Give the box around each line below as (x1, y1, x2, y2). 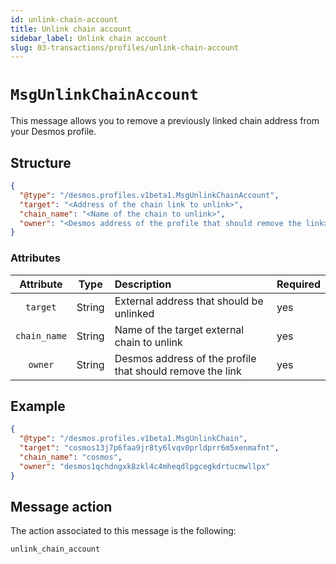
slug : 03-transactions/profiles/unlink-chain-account (10, 42, 240, 53)
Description (114, 277, 172, 291)
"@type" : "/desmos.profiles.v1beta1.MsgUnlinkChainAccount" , (19, 190, 280, 200)
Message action (10, 499, 113, 515)
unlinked (114, 306, 155, 320)
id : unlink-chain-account (10, 14, 118, 25)
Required (276, 277, 321, 291)
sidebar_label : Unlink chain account (10, 33, 168, 43)
